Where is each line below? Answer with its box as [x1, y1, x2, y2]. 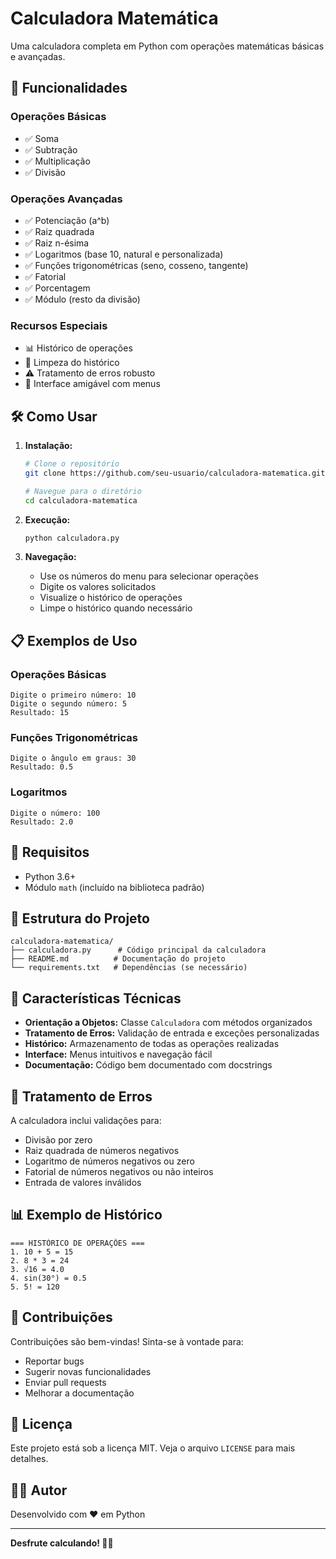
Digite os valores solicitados [39, 581, 157, 593]
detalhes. [10, 1453, 49, 1465]
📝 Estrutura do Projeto [10, 910, 150, 927]
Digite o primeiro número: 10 [10, 690, 137, 701]
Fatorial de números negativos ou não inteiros [24, 1165, 214, 1177]
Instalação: [24, 440, 73, 452]
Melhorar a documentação [24, 1387, 135, 1399]
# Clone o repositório [24, 459, 120, 469]
